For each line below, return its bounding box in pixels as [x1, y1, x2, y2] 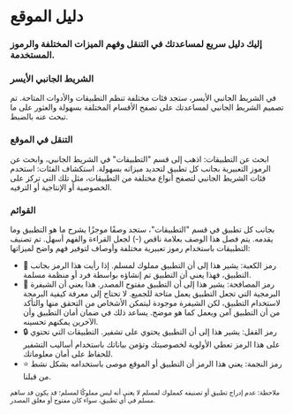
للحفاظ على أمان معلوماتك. [22, 349, 114, 359]
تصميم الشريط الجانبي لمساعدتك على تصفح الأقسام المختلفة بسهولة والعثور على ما [10, 102, 284, 112]
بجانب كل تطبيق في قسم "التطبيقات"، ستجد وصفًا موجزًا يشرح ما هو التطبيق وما [10, 224, 275, 234]
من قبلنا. [22, 372, 51, 381]
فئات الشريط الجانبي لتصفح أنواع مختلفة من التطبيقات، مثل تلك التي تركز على [10, 172, 267, 183]
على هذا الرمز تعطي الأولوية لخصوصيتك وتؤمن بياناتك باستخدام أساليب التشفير [22, 339, 281, 349]
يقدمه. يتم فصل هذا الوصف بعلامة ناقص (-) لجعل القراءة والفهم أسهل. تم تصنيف [10, 234, 274, 244]
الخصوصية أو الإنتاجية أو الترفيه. [10, 181, 113, 192]
